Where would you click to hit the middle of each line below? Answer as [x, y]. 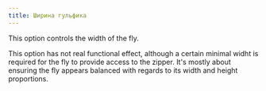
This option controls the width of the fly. [73, 38]
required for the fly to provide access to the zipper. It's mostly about [120, 62]
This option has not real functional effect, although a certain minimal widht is [133, 53]
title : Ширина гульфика [48, 15]
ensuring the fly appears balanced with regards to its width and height [123, 70]
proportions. [29, 78]
